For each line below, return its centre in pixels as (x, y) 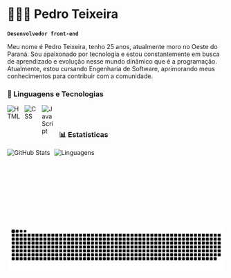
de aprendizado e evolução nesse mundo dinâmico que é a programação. (112, 61)
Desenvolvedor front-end (43, 34)
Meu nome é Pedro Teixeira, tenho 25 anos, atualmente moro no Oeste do (112, 46)
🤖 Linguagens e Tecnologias (55, 94)
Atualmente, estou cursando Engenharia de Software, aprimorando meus (111, 68)
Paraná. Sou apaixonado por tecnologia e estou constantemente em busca (113, 54)
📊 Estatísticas (84, 135)
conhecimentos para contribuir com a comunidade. (80, 76)
